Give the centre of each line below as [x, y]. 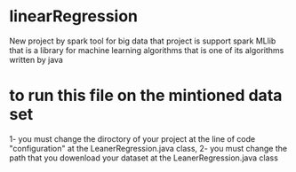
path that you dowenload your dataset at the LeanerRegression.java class [144, 158]
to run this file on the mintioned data [146, 96]
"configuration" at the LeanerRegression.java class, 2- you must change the [148, 148]
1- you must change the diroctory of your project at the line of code [132, 138]
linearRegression [74, 16]
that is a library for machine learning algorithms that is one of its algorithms [147, 50]
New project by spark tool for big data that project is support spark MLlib [143, 41]
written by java [36, 59]
